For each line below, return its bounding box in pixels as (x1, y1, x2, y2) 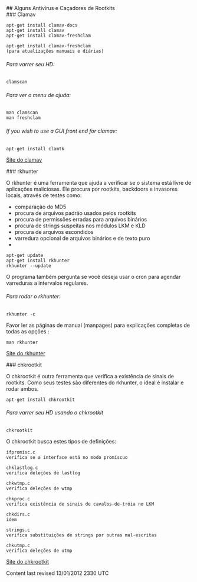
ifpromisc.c (6, 449, 35, 455)
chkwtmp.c (6, 481, 31, 487)
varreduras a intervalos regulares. (6, 279, 88, 287)
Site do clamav (6, 156, 42, 163)
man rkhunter (6, 339, 38, 345)
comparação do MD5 (14, 203, 67, 210)
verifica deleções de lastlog (6, 470, 81, 476)
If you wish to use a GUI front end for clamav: (6, 127, 117, 134)
